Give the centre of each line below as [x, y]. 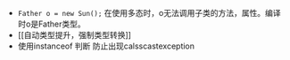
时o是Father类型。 [52, 24]
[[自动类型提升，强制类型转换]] [75, 35]
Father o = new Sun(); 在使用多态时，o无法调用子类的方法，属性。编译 [149, 13]
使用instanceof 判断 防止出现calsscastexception [106, 46]
